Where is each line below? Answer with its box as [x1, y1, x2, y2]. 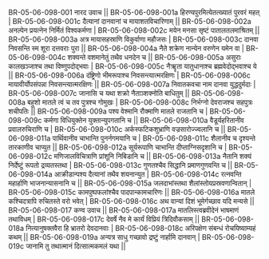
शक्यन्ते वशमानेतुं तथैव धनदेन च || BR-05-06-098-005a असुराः [67, 53, 242, 62]
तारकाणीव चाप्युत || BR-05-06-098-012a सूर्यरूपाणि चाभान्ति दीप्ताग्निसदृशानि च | [8, 142, 227, 152]
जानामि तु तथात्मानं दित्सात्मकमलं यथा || [26, 241, 126, 251]
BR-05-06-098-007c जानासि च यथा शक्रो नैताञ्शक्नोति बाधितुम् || [8, 89, 190, 98]
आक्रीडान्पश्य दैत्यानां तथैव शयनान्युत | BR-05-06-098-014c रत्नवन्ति [53, 169, 242, 179]
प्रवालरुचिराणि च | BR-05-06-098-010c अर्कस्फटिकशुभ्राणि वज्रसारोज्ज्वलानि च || [8, 125, 226, 133]
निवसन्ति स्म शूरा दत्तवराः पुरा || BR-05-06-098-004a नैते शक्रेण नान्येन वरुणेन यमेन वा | [8, 44, 245, 53]
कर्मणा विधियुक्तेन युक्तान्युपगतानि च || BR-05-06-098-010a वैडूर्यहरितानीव [43, 116, 245, 125]
